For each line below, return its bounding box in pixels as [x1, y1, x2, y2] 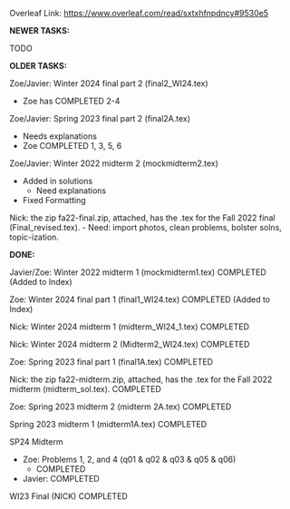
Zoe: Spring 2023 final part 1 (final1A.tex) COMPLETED [9, 357, 214, 367]
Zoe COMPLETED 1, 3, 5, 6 [22, 141, 122, 151]
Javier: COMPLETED [22, 474, 100, 484]
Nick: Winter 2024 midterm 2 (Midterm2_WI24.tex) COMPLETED [9, 339, 250, 349]
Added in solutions [22, 176, 93, 186]
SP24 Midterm [9, 436, 63, 447]
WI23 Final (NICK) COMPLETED [9, 491, 129, 502]
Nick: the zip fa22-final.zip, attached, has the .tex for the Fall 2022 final [9, 212, 275, 223]
